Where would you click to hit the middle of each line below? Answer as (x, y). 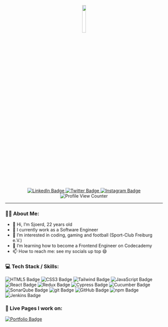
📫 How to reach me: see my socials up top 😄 (60, 251)
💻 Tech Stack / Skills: (32, 266)
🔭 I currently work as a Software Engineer (55, 230)
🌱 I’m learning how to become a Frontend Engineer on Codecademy (82, 246)
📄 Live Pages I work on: (34, 308)
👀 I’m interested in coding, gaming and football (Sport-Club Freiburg (82, 235)
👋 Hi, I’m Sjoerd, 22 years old (42, 224)
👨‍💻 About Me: (22, 213)
